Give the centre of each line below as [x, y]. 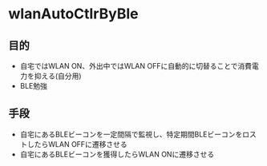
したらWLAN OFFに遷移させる [77, 144]
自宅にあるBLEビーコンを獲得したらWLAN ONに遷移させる [117, 154]
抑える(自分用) [58, 76]
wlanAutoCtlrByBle [73, 14]
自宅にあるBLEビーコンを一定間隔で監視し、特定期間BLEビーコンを [131, 134]
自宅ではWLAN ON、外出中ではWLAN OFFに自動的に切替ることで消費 [136, 66]
